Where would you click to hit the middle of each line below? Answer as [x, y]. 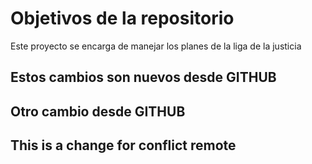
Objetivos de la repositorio [122, 18]
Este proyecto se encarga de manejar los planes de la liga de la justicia [156, 46]
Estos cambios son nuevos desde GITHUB [143, 77]
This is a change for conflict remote [123, 145]
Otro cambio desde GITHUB [98, 111]
